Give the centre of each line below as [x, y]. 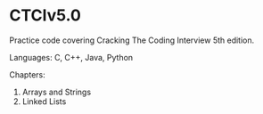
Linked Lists [44, 101]
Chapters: [28, 74]
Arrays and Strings [57, 92]
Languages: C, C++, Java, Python [71, 57]
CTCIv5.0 [45, 16]
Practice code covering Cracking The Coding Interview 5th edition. [132, 40]
